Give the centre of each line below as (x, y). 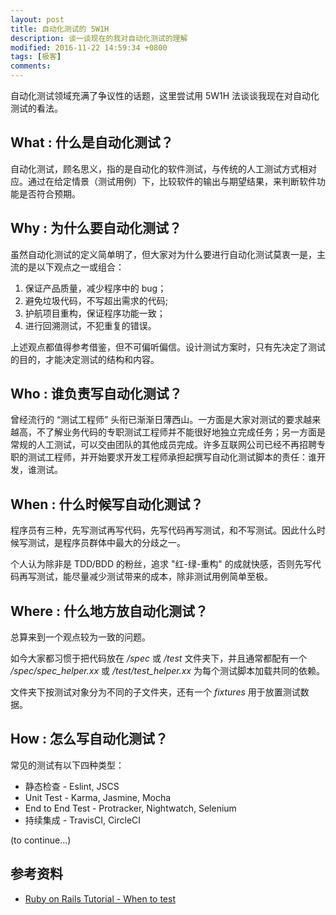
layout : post (37, 19)
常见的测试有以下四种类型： (67, 765)
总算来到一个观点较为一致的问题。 (80, 637)
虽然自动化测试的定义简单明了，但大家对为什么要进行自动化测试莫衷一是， (163, 254)
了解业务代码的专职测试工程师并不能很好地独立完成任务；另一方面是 (185, 432)
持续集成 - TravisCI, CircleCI (83, 820)
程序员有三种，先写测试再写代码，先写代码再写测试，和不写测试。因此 (155, 530)
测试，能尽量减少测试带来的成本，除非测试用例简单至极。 (154, 577)
